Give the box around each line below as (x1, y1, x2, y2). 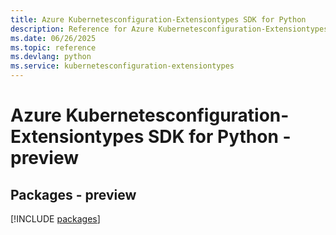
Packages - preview (10, 186, 137, 203)
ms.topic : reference (10, 42, 97, 53)
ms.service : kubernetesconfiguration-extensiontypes (10, 61, 235, 71)
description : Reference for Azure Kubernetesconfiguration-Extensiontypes (10, 24, 329, 34)
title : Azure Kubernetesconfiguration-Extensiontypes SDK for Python (10, 14, 307, 25)
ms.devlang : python (10, 52, 92, 62)
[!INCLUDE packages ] (10, 213, 101, 225)
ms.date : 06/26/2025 (10, 33, 97, 43)
